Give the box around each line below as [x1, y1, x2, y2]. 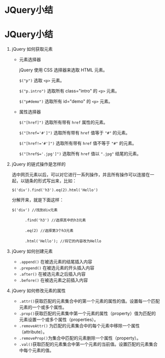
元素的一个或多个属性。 [19, 304, 67, 310]
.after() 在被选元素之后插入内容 [19, 271, 86, 277]
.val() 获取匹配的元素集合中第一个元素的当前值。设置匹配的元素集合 [19, 341, 158, 347]
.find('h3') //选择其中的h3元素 [25, 218, 86, 223]
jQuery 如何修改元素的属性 [11, 288, 66, 293]
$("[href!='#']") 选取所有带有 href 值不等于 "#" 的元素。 [19, 140, 136, 146]
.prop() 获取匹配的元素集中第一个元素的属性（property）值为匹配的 [19, 311, 156, 317]
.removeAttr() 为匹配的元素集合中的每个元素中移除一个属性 [19, 323, 140, 329]
